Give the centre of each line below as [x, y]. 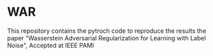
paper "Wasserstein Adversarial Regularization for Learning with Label [106, 38]
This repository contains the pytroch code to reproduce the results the [107, 31]
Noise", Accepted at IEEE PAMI [51, 45]
